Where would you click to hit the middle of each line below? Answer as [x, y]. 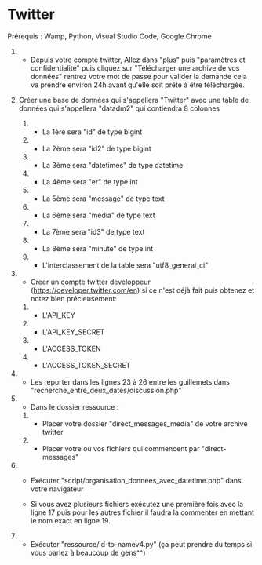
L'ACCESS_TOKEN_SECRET [86, 365]
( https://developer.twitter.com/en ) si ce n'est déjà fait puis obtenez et [142, 290]
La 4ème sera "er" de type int [90, 181]
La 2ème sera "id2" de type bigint [97, 148]
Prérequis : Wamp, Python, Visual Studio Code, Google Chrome [110, 36]
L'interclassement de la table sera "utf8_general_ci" [125, 265]
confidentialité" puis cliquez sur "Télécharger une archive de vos [135, 67]
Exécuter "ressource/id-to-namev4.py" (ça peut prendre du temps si [141, 544]
